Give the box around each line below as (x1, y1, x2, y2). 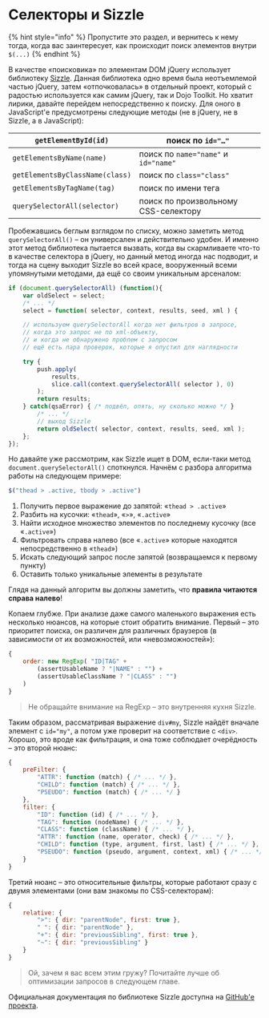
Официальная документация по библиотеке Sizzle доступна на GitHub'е (8, 992, 255, 1001)
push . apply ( (37, 365, 78, 374)
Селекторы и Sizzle (8, 6, 145, 24)
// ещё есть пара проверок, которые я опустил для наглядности (22, 343, 239, 352)
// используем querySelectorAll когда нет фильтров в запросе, (22, 321, 239, 329)
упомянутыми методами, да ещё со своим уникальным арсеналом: (8, 269, 242, 278)
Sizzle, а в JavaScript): (8, 115, 84, 125)
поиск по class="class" (139, 169, 230, 180)
